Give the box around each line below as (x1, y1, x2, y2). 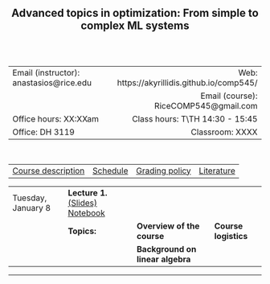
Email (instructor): (12, 67, 80, 78)
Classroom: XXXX (190, 126, 258, 138)
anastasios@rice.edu (12, 76, 92, 88)
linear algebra (136, 253, 191, 265)
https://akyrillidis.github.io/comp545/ (117, 76, 258, 88)
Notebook (67, 207, 106, 218)
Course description (12, 165, 85, 176)
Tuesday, (12, 192, 47, 204)
